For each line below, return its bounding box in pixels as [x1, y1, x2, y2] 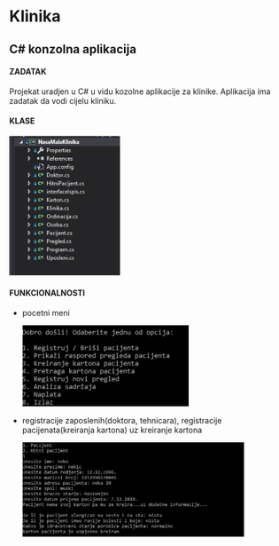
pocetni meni [21, 307, 71, 318]
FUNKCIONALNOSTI [9, 288, 86, 298]
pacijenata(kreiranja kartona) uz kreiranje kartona [21, 424, 203, 436]
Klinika [9, 6, 61, 27]
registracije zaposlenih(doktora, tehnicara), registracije [21, 415, 222, 426]
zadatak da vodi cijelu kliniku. [9, 95, 117, 106]
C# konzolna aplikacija [9, 42, 137, 57]
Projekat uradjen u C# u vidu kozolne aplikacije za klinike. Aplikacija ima [9, 86, 271, 97]
